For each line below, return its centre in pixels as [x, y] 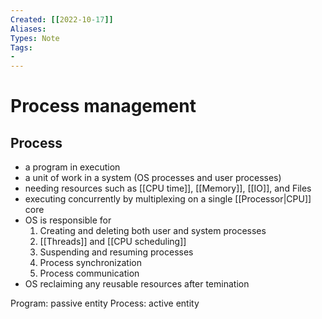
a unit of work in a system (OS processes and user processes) [153, 178]
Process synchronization [90, 263]
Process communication [89, 273]
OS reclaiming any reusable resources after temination [137, 284]
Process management [103, 106]
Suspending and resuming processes [116, 252]
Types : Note [35, 38]
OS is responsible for [68, 220]
